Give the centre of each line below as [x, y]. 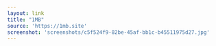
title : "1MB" [26, 20]
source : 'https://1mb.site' [47, 26]
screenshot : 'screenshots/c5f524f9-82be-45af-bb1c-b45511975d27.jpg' [109, 32]
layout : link [26, 13]
